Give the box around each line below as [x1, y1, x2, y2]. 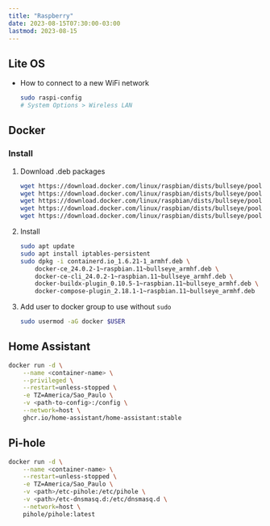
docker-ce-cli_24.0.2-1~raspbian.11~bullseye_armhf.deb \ [35, 272, 234, 280]
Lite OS [8, 57, 46, 70]
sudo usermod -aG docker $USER [19, 318, 126, 326]
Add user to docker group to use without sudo [19, 302, 172, 312]
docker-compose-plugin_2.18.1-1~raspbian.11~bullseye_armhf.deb [35, 288, 255, 296]
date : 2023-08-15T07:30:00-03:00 [8, 19, 121, 27]
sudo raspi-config [19, 94, 82, 102]
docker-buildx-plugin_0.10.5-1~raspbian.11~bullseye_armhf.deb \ [35, 280, 260, 288]
